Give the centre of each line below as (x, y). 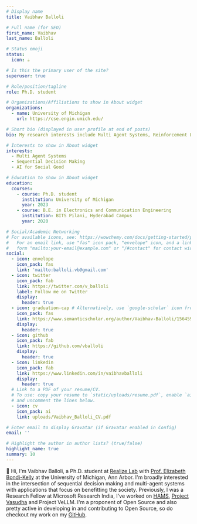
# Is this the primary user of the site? (57, 70)
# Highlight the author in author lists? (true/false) (74, 443)
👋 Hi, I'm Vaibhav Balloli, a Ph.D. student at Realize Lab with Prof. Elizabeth (96, 471)
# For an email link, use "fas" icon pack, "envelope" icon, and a (93, 243)
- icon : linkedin (33, 362)
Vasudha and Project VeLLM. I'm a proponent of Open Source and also (91, 502)
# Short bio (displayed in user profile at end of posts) (78, 129)
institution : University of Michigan (68, 200)
